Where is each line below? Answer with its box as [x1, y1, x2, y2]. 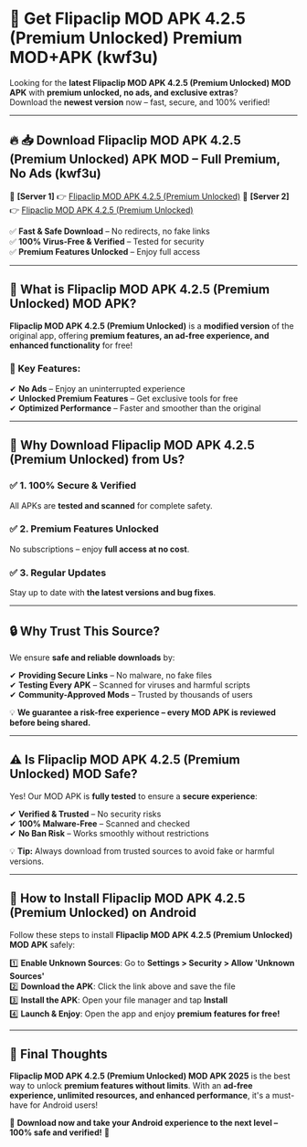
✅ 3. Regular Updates [9, 566, 107, 579]
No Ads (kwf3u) [9, 166, 102, 182]
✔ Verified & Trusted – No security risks [9, 808, 162, 819]
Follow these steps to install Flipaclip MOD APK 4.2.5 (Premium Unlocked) [9, 929, 293, 940]
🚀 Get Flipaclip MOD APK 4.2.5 [9, 8, 247, 29]
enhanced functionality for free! [9, 340, 133, 351]
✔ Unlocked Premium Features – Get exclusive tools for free [9, 393, 238, 404]
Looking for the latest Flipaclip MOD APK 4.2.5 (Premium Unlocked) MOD [9, 77, 291, 88]
